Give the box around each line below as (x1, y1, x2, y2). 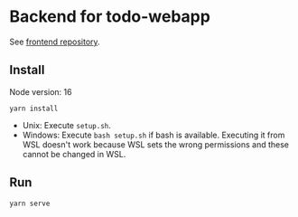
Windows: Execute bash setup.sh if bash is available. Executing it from (22, 129, 285, 140)
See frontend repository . (9, 36, 101, 47)
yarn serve (9, 199, 51, 208)
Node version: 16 (9, 86, 72, 97)
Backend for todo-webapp (9, 6, 210, 27)
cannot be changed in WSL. (22, 148, 126, 159)
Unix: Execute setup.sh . (22, 119, 111, 130)
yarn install (9, 104, 59, 113)
